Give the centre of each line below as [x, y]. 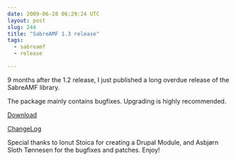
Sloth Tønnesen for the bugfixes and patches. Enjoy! [84, 150]
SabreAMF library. [34, 87]
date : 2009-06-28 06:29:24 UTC [54, 14]
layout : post [27, 21]
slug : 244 [22, 27]
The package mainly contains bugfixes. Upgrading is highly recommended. [117, 101]
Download [22, 115]
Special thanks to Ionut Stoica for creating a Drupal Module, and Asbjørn [113, 142]
